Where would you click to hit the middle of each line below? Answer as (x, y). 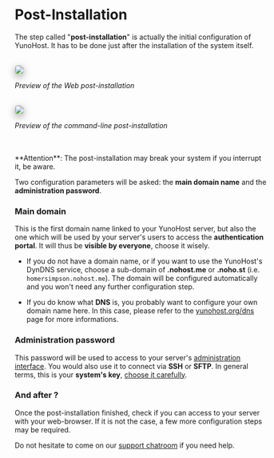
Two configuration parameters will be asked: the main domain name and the (141, 182)
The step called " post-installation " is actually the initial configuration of (133, 37)
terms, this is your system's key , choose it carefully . (101, 375)
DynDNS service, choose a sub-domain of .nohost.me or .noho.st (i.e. (143, 270)
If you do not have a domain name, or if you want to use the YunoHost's (144, 261)
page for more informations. (72, 319)
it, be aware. (35, 167)
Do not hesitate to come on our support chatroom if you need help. (125, 445)
